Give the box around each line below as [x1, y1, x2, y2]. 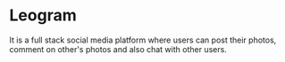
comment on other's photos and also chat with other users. [9, 43, 228, 54]
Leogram [9, 5, 78, 26]
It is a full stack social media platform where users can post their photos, [9, 35, 277, 45]
